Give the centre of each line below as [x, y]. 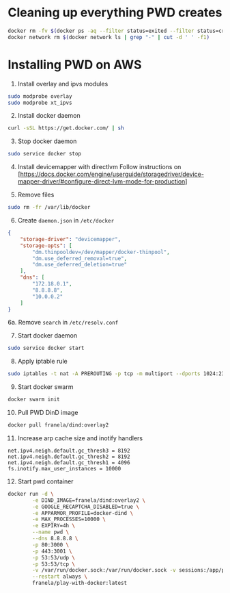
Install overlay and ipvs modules [63, 84]
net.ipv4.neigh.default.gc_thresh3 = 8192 [69, 451]
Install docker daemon [49, 116]
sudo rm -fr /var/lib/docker [49, 207]
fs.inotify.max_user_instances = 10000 [64, 468]
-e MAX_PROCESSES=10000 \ [69, 519]
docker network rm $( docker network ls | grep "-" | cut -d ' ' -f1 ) [109, 37]
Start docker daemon [47, 336]
